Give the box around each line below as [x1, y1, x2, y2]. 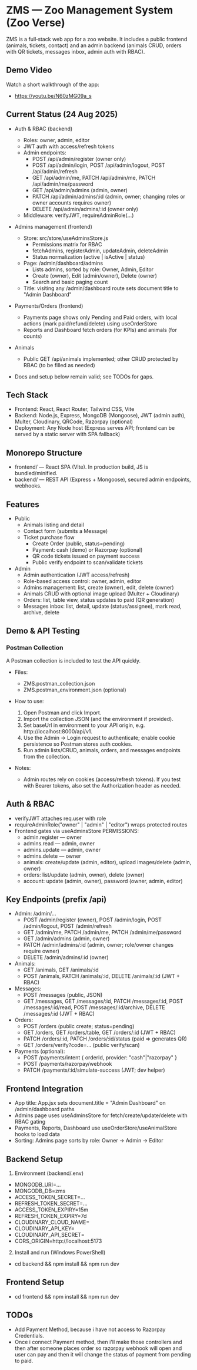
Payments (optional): [14, 1048, 65, 1055]
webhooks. [14, 482, 42, 489]
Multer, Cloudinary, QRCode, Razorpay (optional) [14, 418, 133, 425]
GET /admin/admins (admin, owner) [23, 935, 110, 942]
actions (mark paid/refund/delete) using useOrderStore [23, 320, 158, 327]
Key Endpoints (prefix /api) [6, 894, 107, 904]
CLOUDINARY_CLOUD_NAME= [14, 1218, 90, 1226]
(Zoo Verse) [6, 16, 65, 29]
